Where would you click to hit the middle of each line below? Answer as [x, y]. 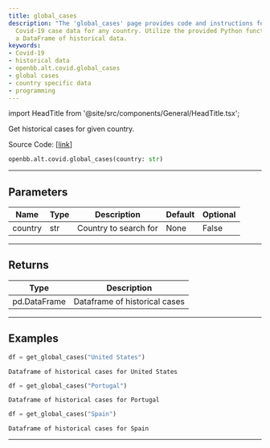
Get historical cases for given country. [72, 129]
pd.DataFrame [39, 301]
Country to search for [118, 228]
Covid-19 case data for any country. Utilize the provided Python [129, 31]
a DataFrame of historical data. [72, 38]
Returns [29, 265]
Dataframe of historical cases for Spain [79, 429]
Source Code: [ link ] [41, 145]
